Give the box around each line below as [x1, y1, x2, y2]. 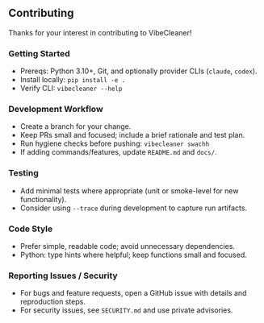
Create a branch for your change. [19, 122, 132, 131]
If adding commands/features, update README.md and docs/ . [19, 147, 217, 157]
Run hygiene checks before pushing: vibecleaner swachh [19, 139, 210, 148]
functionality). [19, 194, 67, 204]
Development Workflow [8, 104, 103, 115]
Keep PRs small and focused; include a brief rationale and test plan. [19, 130, 245, 140]
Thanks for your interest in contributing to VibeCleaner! [8, 27, 192, 37]
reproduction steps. [19, 297, 86, 307]
